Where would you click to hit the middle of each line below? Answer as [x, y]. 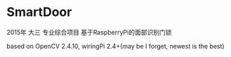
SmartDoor [39, 12]
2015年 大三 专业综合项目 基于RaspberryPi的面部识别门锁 [89, 32]
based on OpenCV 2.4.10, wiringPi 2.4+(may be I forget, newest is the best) [116, 46]
